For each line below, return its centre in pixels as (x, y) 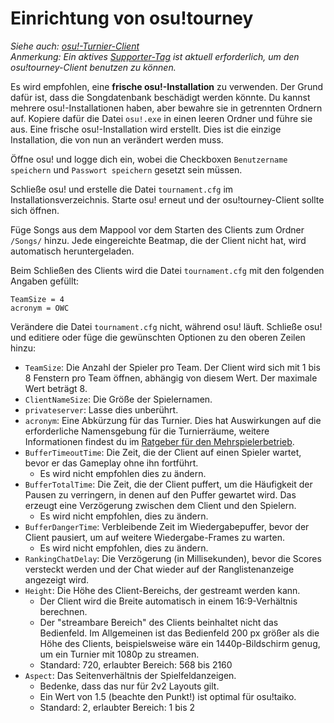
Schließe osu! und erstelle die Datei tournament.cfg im (122, 189)
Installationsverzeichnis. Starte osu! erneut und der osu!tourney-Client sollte (167, 199)
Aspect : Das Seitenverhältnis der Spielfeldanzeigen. (130, 675)
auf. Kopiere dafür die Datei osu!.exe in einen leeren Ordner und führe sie (161, 118)
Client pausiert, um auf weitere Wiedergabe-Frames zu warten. (154, 537)
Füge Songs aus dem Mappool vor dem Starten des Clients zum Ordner (157, 229)
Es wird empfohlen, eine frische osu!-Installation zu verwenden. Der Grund (167, 86)
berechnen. (63, 611)
